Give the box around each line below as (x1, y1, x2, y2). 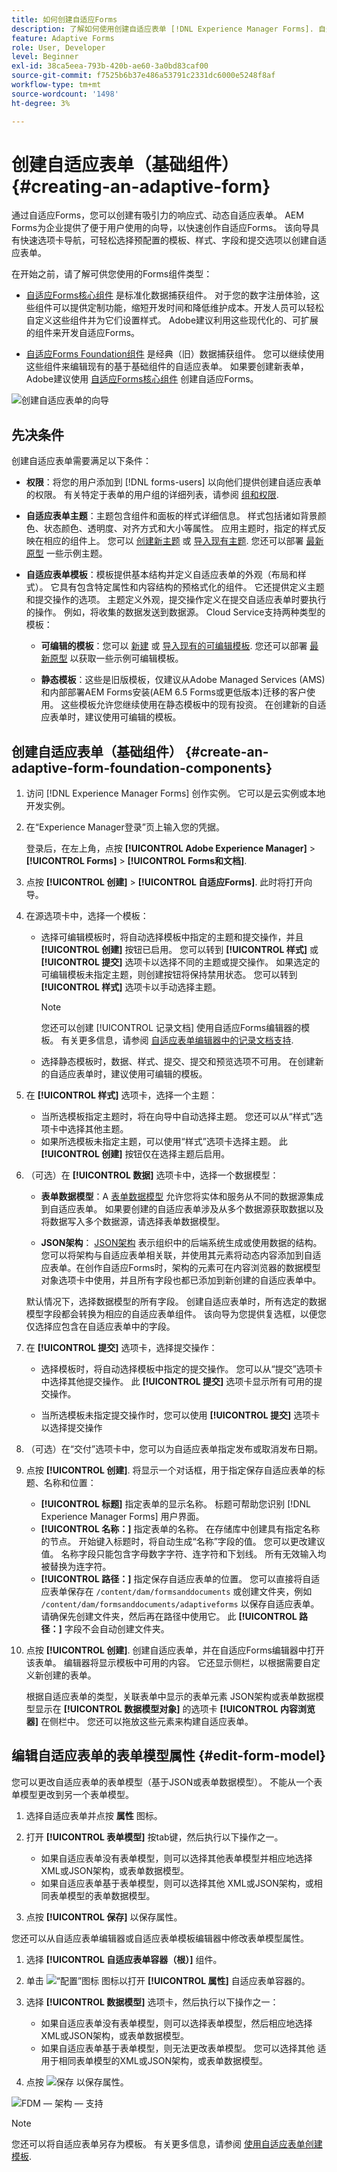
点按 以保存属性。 (25, 2076, 129, 2088)
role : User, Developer (11, 42, 106, 53)
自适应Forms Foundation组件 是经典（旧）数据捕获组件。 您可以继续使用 (25, 348, 325, 360)
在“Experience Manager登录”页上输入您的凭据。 (25, 821, 225, 833)
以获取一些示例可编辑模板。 (69, 652, 184, 665)
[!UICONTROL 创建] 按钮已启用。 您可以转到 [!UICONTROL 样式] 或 (40, 944, 319, 956)
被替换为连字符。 (40, 1561, 112, 1573)
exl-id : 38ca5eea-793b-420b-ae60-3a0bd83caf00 (11, 61, 209, 71)
